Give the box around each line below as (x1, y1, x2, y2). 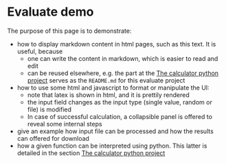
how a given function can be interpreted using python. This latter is (16, 141, 207, 150)
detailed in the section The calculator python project (16, 148, 166, 157)
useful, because (16, 47, 63, 55)
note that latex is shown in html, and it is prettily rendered (27, 90, 190, 99)
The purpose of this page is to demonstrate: (7, 27, 132, 35)
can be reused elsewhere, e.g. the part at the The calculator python (27, 69, 218, 77)
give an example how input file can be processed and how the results (16, 127, 214, 135)
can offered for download (16, 134, 89, 142)
